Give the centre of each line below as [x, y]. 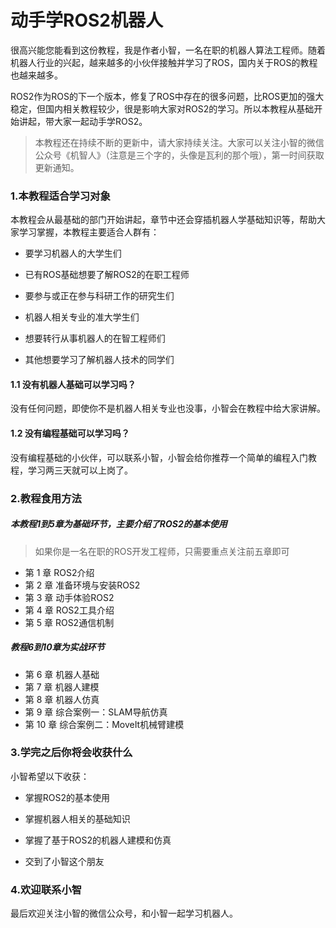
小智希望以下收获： [50, 776]
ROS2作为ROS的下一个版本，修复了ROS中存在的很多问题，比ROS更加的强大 [167, 96]
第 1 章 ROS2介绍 [59, 572]
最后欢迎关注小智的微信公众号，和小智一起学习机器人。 [124, 913]
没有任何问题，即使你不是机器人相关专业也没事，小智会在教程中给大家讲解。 [168, 408]
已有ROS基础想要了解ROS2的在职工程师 [107, 275]
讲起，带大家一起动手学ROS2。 [83, 121]
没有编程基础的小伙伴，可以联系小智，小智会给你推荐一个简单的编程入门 [159, 457]
